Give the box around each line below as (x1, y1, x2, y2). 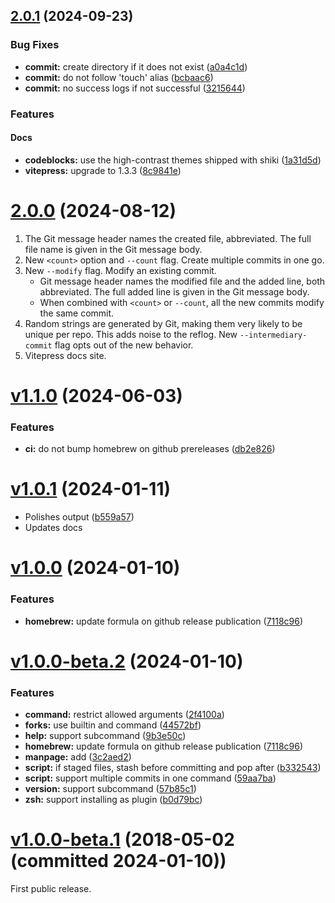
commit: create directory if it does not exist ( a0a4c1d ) (24, 60, 248, 73)
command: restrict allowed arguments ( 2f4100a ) (24, 709, 225, 721)
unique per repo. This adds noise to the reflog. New (24, 328, 238, 340)
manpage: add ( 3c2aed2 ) (24, 751, 132, 763)
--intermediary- (239, 330, 308, 340)
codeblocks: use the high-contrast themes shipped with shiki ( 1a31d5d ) (24, 154, 322, 166)
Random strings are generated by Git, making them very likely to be (24, 317, 303, 329)
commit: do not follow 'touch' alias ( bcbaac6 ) (24, 71, 214, 83)
